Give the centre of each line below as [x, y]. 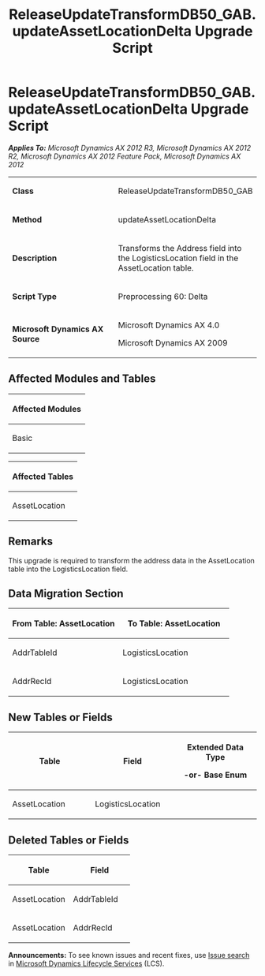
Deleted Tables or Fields [69, 840]
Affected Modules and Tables [82, 379]
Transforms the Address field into [180, 248]
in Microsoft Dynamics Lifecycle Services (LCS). [86, 963]
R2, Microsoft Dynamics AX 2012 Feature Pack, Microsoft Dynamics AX [125, 156]
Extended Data [215, 747]
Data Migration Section [66, 593]
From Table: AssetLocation [64, 623]
